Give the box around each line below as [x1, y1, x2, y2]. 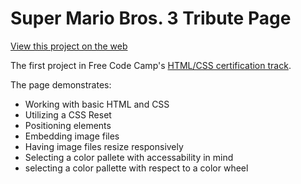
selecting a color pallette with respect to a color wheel [24, 162, 249, 174]
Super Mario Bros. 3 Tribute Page [10, 7, 292, 30]
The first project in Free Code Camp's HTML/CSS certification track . [10, 59, 292, 71]
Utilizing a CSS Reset [24, 108, 112, 121]
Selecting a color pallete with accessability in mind [24, 151, 234, 163]
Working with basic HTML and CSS [24, 98, 170, 110]
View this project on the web [10, 40, 128, 52]
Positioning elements [24, 119, 112, 131]
